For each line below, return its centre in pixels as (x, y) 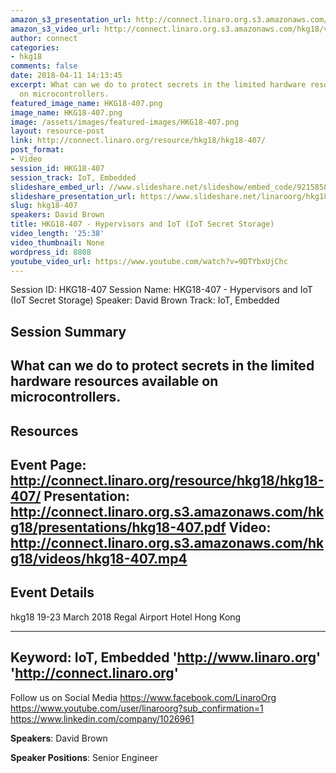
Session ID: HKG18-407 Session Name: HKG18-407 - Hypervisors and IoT (161, 290)
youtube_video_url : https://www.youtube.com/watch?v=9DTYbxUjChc (149, 261)
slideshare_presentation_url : (73, 196)
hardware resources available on (114, 381)
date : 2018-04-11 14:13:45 (66, 76)
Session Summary (68, 331)
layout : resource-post (57, 131)
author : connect (44, 38)
